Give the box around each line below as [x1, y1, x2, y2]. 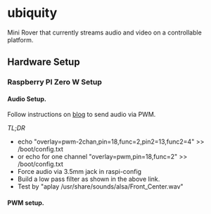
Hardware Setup [7, 56, 80, 68]
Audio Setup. [7, 94, 47, 103]
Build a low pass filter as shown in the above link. [17, 175, 160, 184]
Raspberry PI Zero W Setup [7, 77, 102, 87]
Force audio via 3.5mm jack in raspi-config [17, 168, 142, 176]
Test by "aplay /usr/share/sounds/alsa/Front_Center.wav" [17, 182, 184, 191]
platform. [7, 35, 34, 44]
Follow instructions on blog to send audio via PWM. [7, 111, 156, 119]
